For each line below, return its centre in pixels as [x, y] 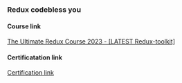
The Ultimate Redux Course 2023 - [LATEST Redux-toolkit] [91, 41]
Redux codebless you [44, 10]
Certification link [30, 73]
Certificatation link [35, 57]
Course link [24, 26]
